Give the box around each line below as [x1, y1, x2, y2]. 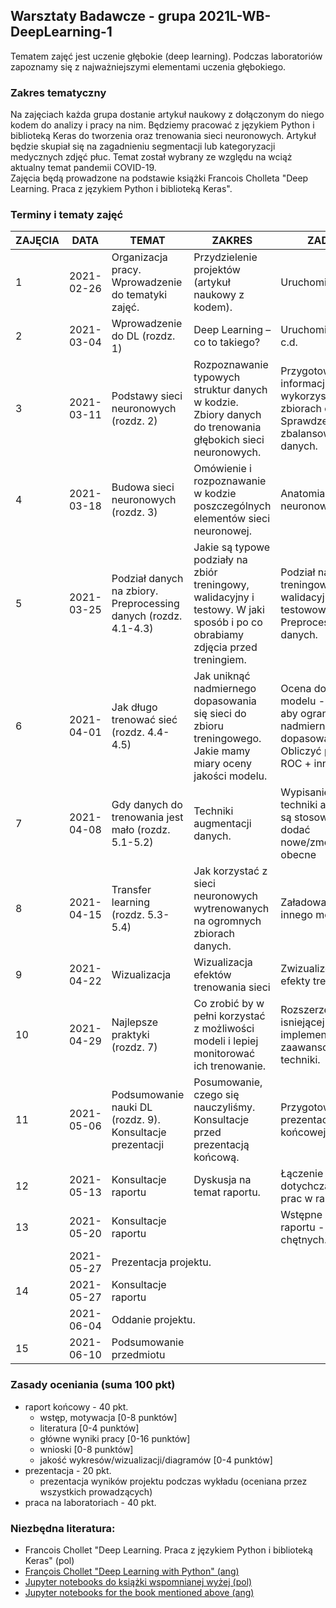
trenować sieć [111, 713, 178, 727]
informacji [280, 377, 328, 391]
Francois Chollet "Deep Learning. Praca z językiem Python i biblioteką [24, 1544, 313, 1556]
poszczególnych [193, 499, 272, 513]
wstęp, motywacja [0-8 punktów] [39, 1411, 178, 1423]
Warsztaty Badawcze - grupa [10, 8, 197, 25]
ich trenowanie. [193, 1059, 267, 1073]
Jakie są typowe [193, 540, 271, 554]
